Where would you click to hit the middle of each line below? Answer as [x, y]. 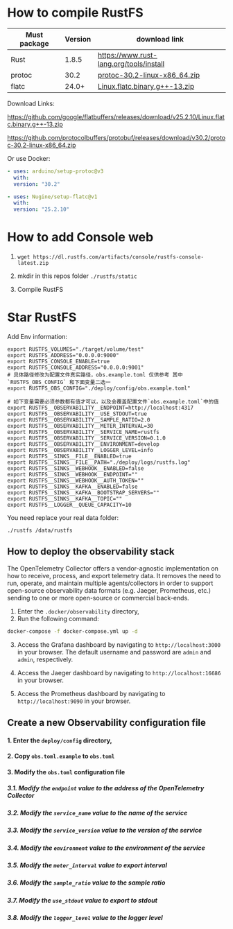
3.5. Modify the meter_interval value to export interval [87, 865]
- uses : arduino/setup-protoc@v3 [55, 171]
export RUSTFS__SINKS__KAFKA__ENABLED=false [72, 487]
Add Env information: [37, 337]
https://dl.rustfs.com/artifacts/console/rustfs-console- [119, 257]
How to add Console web [80, 237]
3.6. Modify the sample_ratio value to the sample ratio [86, 883]
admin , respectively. [45, 659]
